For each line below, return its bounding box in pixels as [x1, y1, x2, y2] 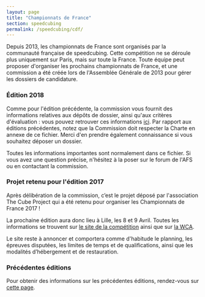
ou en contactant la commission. [6, 162, 89, 169]
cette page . [6, 283, 35, 291]
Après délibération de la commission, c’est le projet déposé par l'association [6, 191, 199, 199]
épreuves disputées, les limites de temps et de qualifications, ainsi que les [6, 241, 193, 249]
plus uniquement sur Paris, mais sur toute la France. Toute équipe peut [6, 56, 185, 63]
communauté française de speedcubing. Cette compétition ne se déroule [6, 50, 191, 57]
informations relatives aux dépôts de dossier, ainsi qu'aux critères [6, 111, 173, 118]
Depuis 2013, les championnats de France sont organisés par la [6, 43, 166, 50]
